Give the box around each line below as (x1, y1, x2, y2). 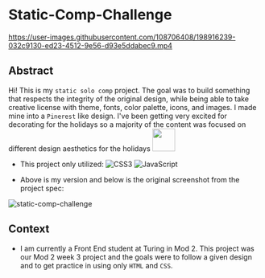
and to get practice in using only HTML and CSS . (19, 260, 173, 270)
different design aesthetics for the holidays (8, 143, 151, 153)
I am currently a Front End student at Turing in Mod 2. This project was (19, 243, 255, 253)
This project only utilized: (19, 159, 105, 169)
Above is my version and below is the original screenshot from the (19, 174, 240, 184)
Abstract (8, 64, 54, 78)
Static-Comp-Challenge (8, 6, 172, 24)
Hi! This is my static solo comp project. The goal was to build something (8, 85, 251, 95)
